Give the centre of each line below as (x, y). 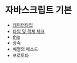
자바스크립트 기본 (38, 10)
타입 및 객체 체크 (28, 31)
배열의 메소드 (25, 49)
